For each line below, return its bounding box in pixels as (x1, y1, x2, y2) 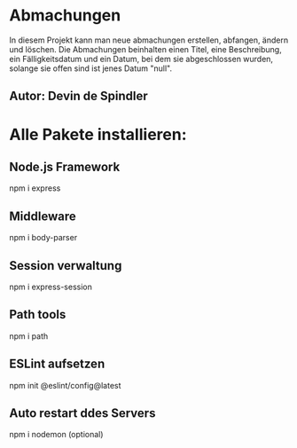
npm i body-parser (9, 232, 78, 243)
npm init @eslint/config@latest (9, 380, 121, 390)
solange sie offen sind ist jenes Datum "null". (9, 63, 173, 74)
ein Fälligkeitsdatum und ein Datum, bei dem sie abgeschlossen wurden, (9, 53, 273, 64)
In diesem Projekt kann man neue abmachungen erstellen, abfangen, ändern (9, 35, 289, 45)
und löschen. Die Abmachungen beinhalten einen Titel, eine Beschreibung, (9, 43, 282, 54)
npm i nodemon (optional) (9, 429, 104, 440)
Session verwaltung (9, 258, 122, 273)
